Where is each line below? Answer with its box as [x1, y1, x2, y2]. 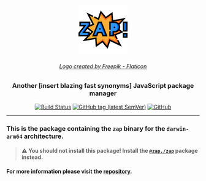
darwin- [166, 125, 189, 133]
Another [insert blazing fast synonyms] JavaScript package [12, 82, 194, 90]
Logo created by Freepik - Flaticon [59, 63, 147, 70]
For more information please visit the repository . [6, 168, 132, 175]
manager [89, 89, 117, 98]
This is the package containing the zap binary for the [6, 124, 166, 133]
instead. [21, 153, 44, 161]
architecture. [23, 132, 64, 141]
